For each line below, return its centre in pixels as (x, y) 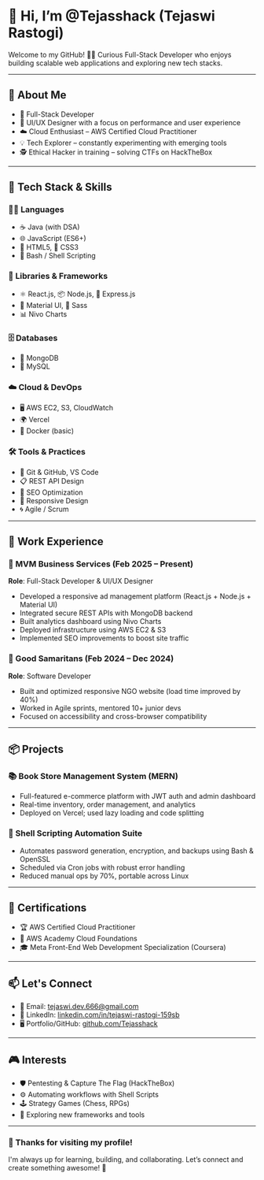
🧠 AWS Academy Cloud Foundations (78, 939)
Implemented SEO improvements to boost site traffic (104, 638)
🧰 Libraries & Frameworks (58, 276)
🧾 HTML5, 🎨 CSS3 (49, 247)
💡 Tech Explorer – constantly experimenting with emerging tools (123, 143)
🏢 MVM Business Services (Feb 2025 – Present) (101, 564)
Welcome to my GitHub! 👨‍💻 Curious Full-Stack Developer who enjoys (120, 54)
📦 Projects (36, 749)
